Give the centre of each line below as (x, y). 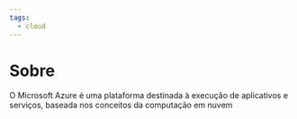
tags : (19, 18)
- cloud (32, 26)
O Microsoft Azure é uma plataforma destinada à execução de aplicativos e (149, 96)
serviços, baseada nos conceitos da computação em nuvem (121, 105)
